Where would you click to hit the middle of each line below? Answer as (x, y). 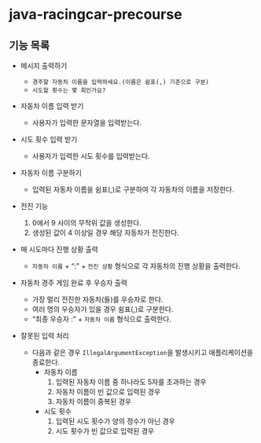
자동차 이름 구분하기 (51, 173)
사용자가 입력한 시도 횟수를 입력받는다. (91, 156)
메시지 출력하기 (44, 66)
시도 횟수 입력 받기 (49, 139)
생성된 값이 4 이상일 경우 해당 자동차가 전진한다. (105, 232)
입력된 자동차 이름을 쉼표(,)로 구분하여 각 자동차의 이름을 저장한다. (133, 189)
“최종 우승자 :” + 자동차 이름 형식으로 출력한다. (102, 319)
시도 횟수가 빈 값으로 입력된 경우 (105, 431)
